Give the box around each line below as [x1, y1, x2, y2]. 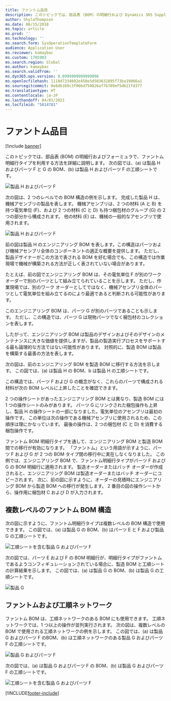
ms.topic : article [5, 27, 44, 32]
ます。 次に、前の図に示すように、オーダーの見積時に [22, 477, 135, 483]
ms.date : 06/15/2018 [5, 21, 49, 27]
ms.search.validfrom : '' [5, 69, 58, 74]
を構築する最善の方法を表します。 [5, 350, 76, 357]
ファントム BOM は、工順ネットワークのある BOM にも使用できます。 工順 [5, 615, 161, 621]
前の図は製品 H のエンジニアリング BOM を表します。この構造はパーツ [5, 242, 153, 248]
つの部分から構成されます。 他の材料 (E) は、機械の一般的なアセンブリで [5, 214, 157, 220]
